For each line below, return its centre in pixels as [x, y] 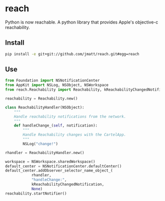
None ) [37, 189]
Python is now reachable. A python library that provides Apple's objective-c [82, 22]
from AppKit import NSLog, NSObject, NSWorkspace [57, 85]
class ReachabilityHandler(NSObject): [45, 107]
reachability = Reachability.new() [41, 99]
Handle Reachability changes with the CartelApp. [74, 135]
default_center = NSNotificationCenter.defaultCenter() [63, 166]
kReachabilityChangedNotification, [68, 184]
